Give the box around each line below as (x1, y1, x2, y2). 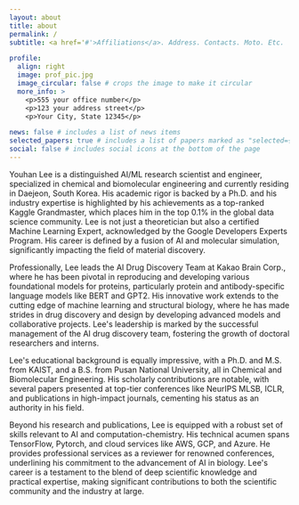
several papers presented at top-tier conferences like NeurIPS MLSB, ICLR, (9, 383, 285, 394)
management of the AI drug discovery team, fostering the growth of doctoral (9, 328, 290, 338)
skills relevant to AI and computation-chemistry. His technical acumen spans (9, 428, 290, 439)
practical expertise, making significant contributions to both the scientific (9, 476, 278, 486)
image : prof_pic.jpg (17, 70, 93, 80)
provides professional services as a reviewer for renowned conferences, (9, 447, 275, 459)
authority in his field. (9, 402, 85, 412)
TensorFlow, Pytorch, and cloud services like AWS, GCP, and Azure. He (9, 438, 271, 449)
